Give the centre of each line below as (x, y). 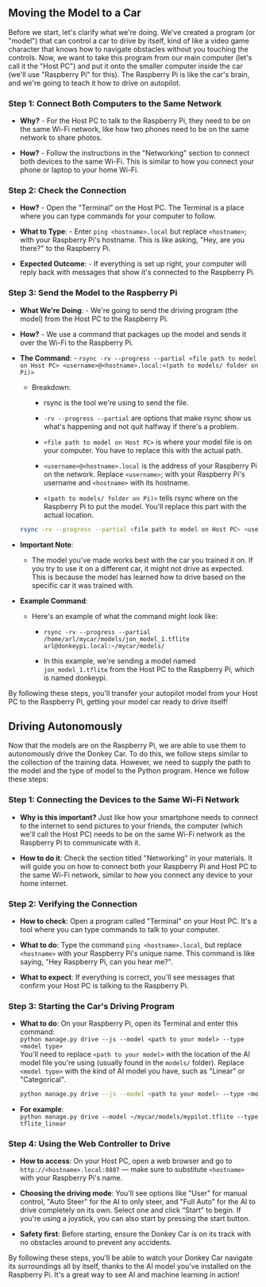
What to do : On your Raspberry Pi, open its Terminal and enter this (129, 1023)
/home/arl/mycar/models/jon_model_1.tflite (116, 639)
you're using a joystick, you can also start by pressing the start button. (135, 1219)
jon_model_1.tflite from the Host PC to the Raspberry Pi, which (149, 669)
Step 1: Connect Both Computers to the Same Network (115, 103)
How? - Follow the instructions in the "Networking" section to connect (135, 153)
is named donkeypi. (75, 678)
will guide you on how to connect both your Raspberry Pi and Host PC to (138, 866)
